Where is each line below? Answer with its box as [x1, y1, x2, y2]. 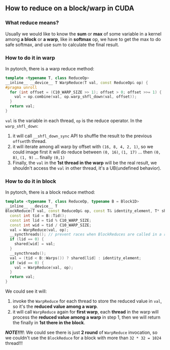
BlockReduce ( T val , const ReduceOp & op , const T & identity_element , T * [5, 209, 159, 214]
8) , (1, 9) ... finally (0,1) [12, 154, 65, 160]
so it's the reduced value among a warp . [12, 303, 98, 309]
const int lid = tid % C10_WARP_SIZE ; [10, 218, 92, 223]
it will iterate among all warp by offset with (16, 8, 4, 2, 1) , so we [12, 143, 153, 149]
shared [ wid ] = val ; [14, 242, 56, 247]
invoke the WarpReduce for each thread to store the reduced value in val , [12, 298, 162, 304]
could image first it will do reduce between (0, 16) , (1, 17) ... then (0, [12, 149, 161, 155]
